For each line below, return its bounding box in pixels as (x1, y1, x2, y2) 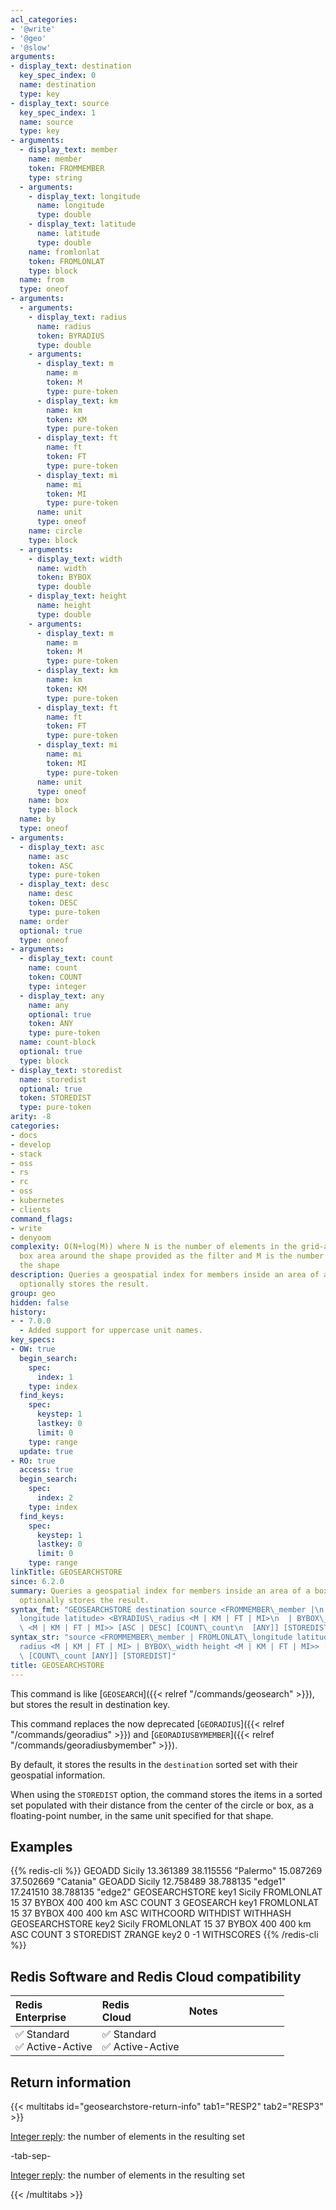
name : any (28, 1000, 70, 1010)
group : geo (10, 1288, 56, 1298)
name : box (28, 796, 70, 806)
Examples (10, 1838, 73, 1855)
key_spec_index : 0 (19, 71, 97, 81)
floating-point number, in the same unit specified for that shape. (10, 1809, 274, 1821)
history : (10, 1307, 47, 1317)
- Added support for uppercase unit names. (19, 1326, 203, 1336)
